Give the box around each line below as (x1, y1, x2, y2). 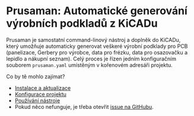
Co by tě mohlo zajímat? (6, 73, 65, 80)
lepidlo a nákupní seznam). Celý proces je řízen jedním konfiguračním (6, 55, 177, 62)
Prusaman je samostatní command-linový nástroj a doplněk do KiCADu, (6, 36, 181, 43)
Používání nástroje (14, 96, 61, 104)
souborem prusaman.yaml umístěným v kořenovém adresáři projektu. (6, 61, 173, 69)
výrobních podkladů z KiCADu (6, 17, 158, 30)
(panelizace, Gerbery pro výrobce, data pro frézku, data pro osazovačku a (6, 49, 188, 56)
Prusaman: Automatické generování (6, 4, 188, 18)
